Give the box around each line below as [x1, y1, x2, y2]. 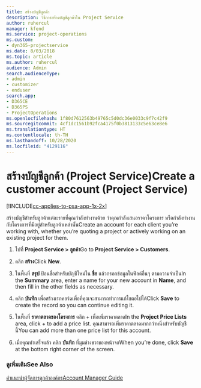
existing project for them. [6, 234, 68, 241]
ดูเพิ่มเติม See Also [6, 360, 53, 369]
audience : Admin [6, 64, 47, 71]
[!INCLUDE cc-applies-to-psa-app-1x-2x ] [6, 202, 107, 210]
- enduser [6, 87, 31, 93]
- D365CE [6, 98, 28, 104]
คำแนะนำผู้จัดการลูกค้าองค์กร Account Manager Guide [6, 374, 123, 381]
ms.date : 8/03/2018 [6, 48, 55, 54]
